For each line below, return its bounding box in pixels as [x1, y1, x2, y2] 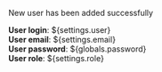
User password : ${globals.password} [8, 44, 147, 54]
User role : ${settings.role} [8, 53, 104, 63]
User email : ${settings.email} [8, 35, 117, 44]
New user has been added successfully [8, 8, 153, 18]
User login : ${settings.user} [8, 25, 111, 35]
